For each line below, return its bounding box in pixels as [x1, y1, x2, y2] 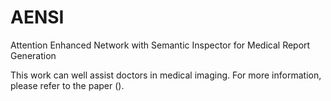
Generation [10, 49, 57, 61]
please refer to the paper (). [10, 79, 125, 91]
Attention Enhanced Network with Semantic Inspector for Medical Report [10, 39, 311, 51]
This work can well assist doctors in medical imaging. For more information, [10, 69, 322, 81]
